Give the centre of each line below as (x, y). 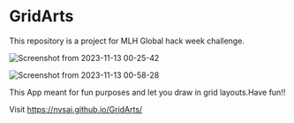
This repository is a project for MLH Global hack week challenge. (127, 41)
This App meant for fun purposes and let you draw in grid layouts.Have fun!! (147, 92)
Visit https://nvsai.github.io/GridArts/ (76, 109)
